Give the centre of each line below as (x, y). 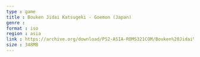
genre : (16, 23)
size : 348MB (22, 45)
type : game (21, 12)
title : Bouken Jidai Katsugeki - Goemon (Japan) (69, 17)
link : (14, 39)
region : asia (24, 34)
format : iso (22, 28)
